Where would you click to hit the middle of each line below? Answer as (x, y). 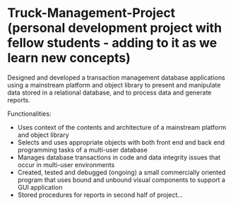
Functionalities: (29, 114)
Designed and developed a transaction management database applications (116, 77)
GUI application (40, 187)
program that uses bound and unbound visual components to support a (121, 180)
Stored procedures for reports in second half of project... (100, 195)
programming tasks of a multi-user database (83, 150)
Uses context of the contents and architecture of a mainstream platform (122, 127)
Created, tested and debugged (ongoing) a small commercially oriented (121, 172)
